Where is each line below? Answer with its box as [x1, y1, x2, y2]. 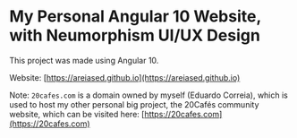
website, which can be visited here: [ [9, 108, 145, 119]
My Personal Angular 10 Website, [9, 6, 261, 27]
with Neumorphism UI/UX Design [9, 25, 261, 46]
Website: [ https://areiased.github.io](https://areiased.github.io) [9, 72, 241, 82]
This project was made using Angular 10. [9, 55, 159, 65]
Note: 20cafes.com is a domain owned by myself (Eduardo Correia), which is [9, 90, 288, 100]
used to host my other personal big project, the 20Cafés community [9, 99, 259, 109]
